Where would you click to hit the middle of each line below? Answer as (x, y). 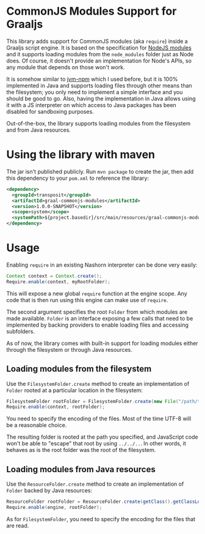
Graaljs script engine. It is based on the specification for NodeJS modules (99, 48)
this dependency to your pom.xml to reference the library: (78, 178)
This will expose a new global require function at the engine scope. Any (97, 293)
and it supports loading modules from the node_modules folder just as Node (100, 54)
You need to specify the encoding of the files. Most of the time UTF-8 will (99, 419)
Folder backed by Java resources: (49, 491)
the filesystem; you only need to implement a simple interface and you (95, 92)
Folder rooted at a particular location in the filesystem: (75, 390)
